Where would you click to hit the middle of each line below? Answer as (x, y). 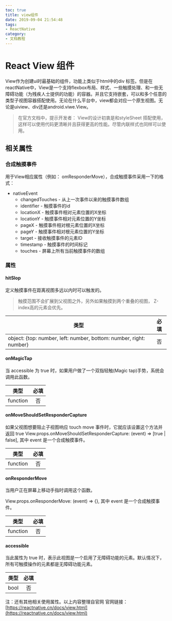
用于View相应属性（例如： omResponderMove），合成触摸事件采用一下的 (82, 176)
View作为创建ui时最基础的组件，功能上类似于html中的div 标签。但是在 (79, 81)
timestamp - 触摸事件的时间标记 (54, 244)
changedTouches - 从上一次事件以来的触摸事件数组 (75, 199)
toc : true (16, 10)
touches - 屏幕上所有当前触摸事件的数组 (62, 251)
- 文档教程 (15, 39)
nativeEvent (25, 193)
